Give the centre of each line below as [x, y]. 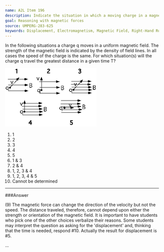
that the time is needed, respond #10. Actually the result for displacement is [81, 231]
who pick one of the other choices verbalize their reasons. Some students [79, 220]
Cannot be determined [35, 181]
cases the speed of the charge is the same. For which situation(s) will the [79, 56]
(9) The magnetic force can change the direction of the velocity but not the [81, 205]
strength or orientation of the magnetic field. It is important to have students [81, 215]
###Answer [17, 195]
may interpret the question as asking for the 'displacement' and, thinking [78, 226]
